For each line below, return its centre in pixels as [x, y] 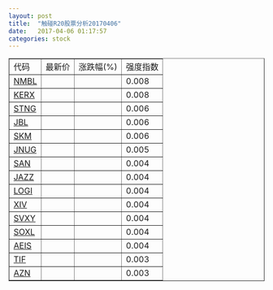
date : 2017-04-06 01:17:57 [58, 31]
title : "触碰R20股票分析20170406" [65, 24]
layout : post [30, 16]
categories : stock [39, 39]
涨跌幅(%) [98, 67]
